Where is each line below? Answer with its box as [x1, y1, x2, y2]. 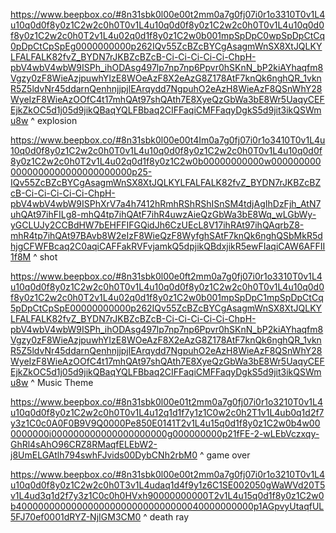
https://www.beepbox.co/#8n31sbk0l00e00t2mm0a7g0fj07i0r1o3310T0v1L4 [10, 9, 326, 20]
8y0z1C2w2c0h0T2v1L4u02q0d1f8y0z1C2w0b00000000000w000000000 [10, 155, 322, 167]
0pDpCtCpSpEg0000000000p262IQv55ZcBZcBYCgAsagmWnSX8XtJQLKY [10, 40, 323, 52]
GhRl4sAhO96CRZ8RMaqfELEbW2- [10, 439, 158, 450]
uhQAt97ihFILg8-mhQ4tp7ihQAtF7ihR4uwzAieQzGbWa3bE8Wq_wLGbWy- [10, 209, 317, 220]
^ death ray [143, 511, 190, 523]
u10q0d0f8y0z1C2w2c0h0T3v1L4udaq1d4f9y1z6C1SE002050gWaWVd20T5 [10, 479, 326, 491]
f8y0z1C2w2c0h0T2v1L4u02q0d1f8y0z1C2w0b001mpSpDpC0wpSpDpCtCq [10, 30, 326, 41]
